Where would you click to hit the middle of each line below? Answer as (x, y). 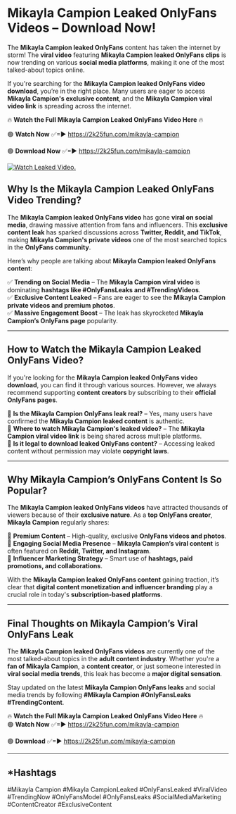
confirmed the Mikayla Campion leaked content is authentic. (96, 421)
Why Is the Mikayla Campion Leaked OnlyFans (111, 189)
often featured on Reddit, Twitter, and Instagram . (79, 551)
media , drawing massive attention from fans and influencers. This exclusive (118, 225)
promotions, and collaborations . (55, 566)
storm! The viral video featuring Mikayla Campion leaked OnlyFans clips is (117, 55)
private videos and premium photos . (61, 305)
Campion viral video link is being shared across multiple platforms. (105, 436)
